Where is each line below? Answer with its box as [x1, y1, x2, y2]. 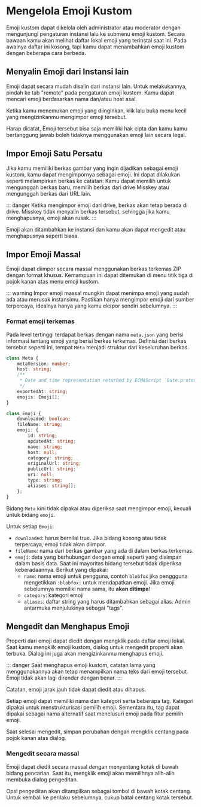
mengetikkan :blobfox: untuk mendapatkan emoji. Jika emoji [23, 578, 175, 586]
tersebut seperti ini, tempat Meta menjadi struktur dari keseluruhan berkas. [6, 343, 190, 351]
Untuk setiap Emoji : [6, 522, 54, 530]
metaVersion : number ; [17, 361, 71, 367]
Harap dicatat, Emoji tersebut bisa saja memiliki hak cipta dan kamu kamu [6, 124, 187, 132]
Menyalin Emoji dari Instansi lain [6, 67, 129, 77]
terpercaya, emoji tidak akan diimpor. [14, 540, 106, 548]
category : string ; [28, 455, 74, 461]
